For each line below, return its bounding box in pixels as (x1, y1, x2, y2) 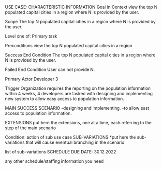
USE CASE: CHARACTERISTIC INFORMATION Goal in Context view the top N (5, 4, 158, 10)
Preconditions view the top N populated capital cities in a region (5, 43, 133, 48)
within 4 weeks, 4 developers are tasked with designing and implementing (5, 91, 153, 96)
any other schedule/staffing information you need (5, 158, 104, 164)
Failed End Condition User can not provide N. (5, 67, 95, 72)
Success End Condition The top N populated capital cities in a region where (5, 52, 156, 58)
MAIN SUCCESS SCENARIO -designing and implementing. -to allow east (5, 105, 149, 111)
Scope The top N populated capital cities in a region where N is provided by (5, 19, 156, 24)
